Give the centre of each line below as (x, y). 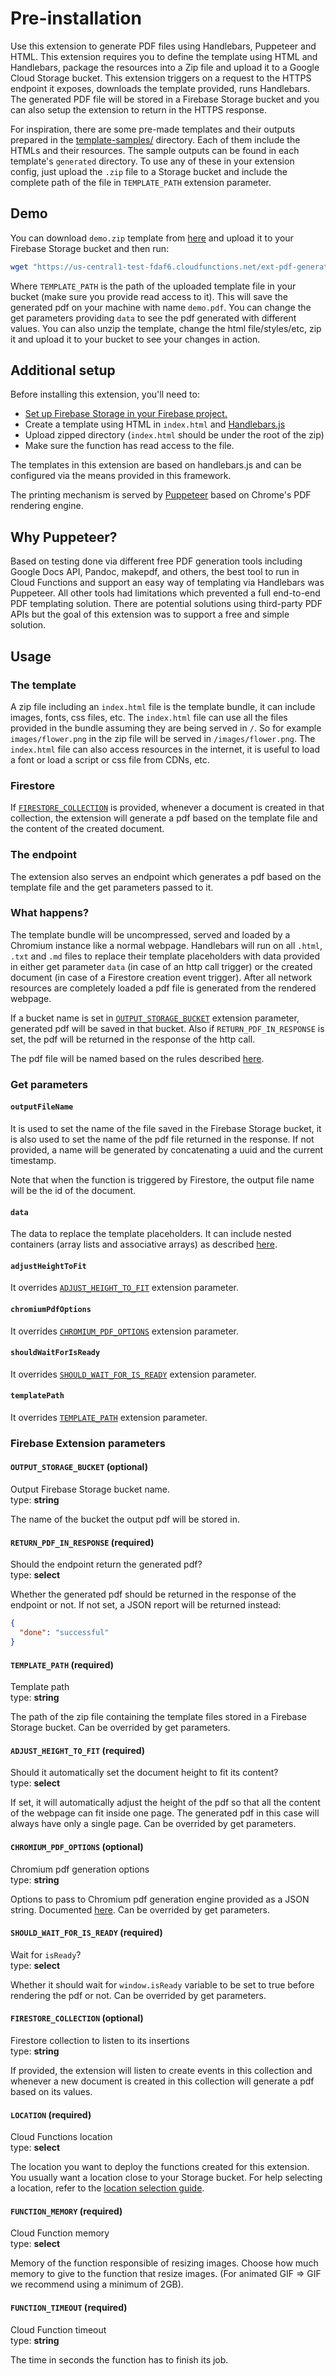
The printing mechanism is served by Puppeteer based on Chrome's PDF (161, 495)
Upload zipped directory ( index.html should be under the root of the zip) (174, 435)
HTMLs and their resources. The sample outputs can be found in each (155, 150)
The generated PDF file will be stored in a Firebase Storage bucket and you (165, 99)
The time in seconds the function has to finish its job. (119, 2359)
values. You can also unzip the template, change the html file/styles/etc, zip (166, 328)
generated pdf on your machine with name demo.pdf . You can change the (161, 307)
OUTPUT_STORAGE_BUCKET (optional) (79, 1467)
